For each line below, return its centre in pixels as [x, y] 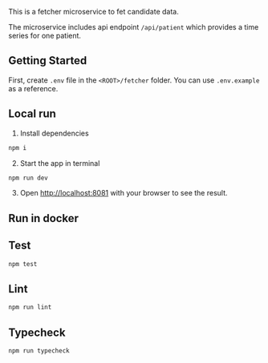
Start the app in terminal [60, 163]
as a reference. [33, 88]
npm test [23, 264]
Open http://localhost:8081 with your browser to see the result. [124, 193]
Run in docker [43, 218]
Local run [32, 114]
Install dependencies [55, 133]
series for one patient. [45, 36]
